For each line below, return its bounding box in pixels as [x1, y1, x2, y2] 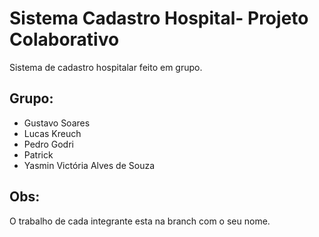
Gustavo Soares [23, 117, 91, 129]
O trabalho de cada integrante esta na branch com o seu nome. [9, 215, 271, 227]
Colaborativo [9, 28, 120, 51]
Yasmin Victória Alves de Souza [23, 159, 156, 171]
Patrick [23, 148, 54, 161]
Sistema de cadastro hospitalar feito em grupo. [9, 61, 203, 73]
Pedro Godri [23, 138, 74, 150]
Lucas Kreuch [23, 127, 82, 139]
